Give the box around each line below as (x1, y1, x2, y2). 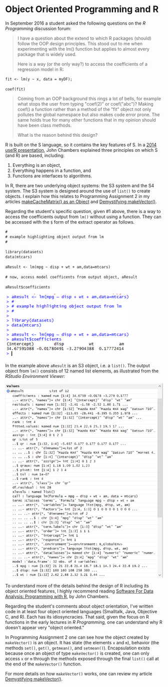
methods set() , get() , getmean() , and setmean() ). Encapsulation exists (5, 645, 150, 651)
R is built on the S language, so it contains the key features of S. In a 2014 (5, 142, 156, 148)
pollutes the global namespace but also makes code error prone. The (17, 112, 160, 118)
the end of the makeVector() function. (5, 661, 82, 667)
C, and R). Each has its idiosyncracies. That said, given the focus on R (5, 614, 149, 620)
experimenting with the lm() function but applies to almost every (17, 46, 150, 52)
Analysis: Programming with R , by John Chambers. (5, 593, 110, 599)
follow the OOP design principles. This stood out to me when (17, 40, 143, 46)
